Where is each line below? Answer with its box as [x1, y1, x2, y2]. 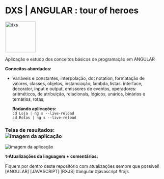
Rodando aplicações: [12, 106, 56, 112]
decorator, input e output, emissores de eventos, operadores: [12, 86, 137, 91]
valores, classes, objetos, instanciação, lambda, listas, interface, [12, 80, 142, 86]
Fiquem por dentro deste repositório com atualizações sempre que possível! [5, 163, 160, 169]
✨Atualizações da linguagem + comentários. [5, 153, 98, 159]
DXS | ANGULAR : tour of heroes [5, 5, 139, 16]
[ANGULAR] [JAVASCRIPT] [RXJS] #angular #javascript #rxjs [5, 169, 129, 175]
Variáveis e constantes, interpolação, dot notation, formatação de [12, 75, 145, 81]
